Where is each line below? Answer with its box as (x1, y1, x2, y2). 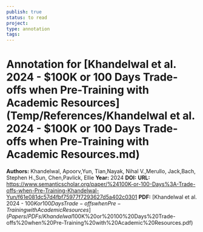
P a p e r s (8, 213, 26, 220)
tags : (6, 31, 20, 38)
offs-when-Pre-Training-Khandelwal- (6, 187, 99, 194)
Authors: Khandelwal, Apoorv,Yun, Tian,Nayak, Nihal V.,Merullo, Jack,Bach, (6, 168, 196, 175)
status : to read (6, 15, 47, 21)
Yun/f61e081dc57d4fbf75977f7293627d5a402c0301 (6, 193, 138, 201)
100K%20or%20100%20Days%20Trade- (72, 213, 176, 220)
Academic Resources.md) (6, 148, 141, 161)
